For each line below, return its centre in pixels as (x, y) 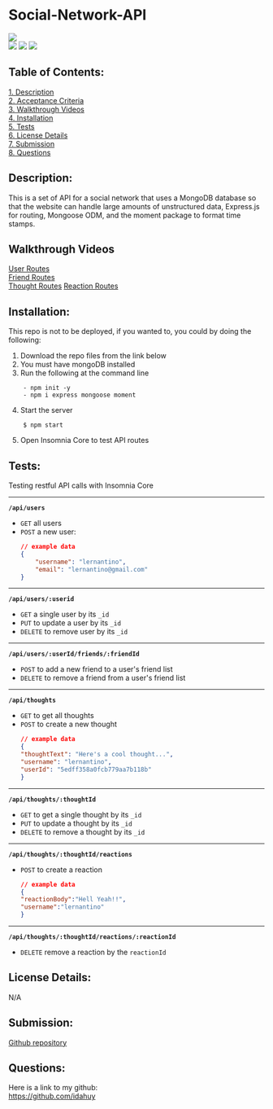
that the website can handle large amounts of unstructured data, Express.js (134, 206)
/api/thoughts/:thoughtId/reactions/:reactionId (92, 937)
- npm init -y (47, 388)
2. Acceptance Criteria (46, 100)
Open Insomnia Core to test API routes (84, 441)
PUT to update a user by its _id (71, 623)
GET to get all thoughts (57, 716)
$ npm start (43, 425)
